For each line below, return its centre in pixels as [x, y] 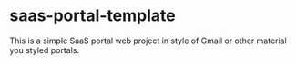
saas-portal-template [92, 16]
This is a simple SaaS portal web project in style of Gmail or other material [148, 41]
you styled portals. [45, 50]
